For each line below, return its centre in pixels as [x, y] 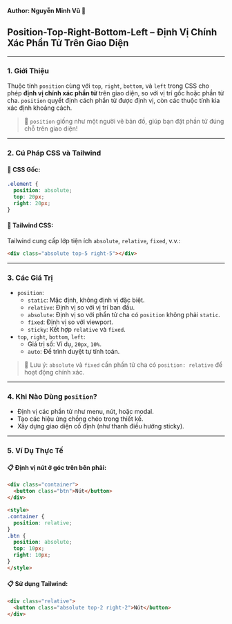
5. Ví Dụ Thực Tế [35, 451]
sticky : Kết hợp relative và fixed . [76, 329]
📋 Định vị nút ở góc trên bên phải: [57, 467]
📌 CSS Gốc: [24, 169]
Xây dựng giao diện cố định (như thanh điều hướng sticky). [100, 426]
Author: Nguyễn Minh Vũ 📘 [47, 11]
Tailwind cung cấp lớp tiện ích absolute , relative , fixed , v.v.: [94, 240]
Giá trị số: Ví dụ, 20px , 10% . [65, 344]
